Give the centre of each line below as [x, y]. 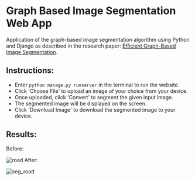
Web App [29, 23]
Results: [21, 134]
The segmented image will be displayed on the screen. [81, 103]
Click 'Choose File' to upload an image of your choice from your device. [101, 91]
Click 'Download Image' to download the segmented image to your [95, 109]
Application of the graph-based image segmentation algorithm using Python [98, 39]
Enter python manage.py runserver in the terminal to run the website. [97, 85]
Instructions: [30, 71]
